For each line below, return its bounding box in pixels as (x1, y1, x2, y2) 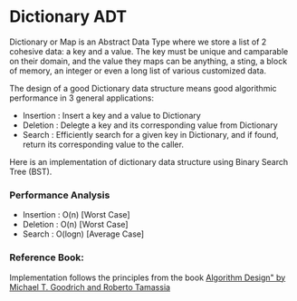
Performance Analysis (9, 189, 110, 201)
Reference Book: (9, 251, 84, 264)
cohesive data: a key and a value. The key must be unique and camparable (9, 45, 289, 56)
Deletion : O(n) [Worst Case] (22, 219, 129, 230)
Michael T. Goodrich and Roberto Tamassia (9, 281, 170, 292)
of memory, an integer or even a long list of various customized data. (9, 65, 267, 76)
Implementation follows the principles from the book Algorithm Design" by (9, 272, 286, 283)
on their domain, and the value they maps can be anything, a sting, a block (9, 55, 288, 66)
